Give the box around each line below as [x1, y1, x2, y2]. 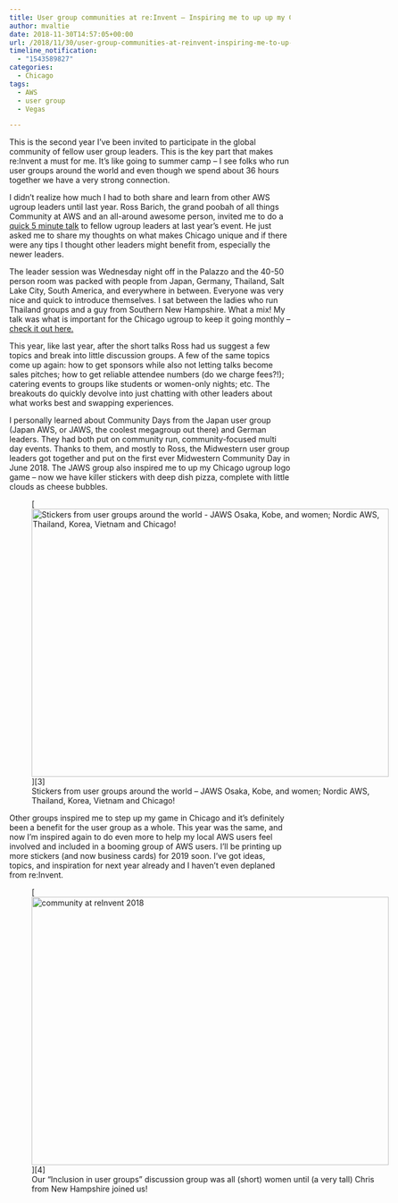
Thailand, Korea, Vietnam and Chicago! [31, 795, 176, 806]
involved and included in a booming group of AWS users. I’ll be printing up [9, 841, 283, 852]
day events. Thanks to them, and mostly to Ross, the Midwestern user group [9, 443, 290, 454]
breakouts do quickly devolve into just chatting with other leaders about [9, 388, 273, 399]
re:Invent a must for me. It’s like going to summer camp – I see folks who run [9, 156, 290, 166]
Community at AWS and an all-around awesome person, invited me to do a [9, 211, 284, 222]
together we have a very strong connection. [9, 175, 170, 186]
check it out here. [9, 324, 74, 334]
